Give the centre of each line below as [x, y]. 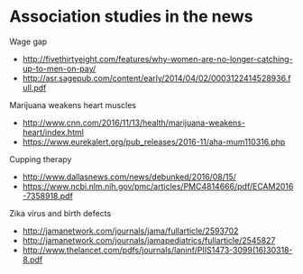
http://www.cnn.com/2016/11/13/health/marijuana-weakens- [134, 123]
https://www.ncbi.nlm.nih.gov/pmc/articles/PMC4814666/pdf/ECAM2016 [158, 186]
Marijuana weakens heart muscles [73, 105]
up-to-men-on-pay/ [59, 68]
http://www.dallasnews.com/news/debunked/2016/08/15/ [129, 177]
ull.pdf [34, 87]
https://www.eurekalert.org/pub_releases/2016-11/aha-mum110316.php [154, 142]
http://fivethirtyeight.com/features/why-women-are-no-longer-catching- [157, 59]
